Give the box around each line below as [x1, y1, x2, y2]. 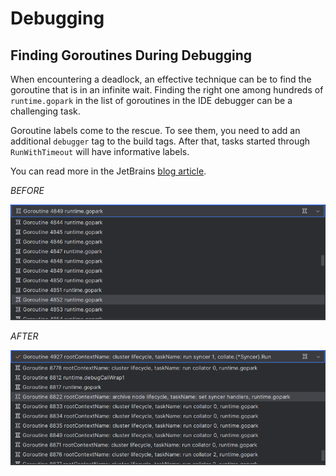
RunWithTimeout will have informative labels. [10, 146, 190, 157]
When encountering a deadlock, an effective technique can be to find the [10, 73, 312, 85]
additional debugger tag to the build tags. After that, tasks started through [10, 135, 311, 147]
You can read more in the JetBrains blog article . [10, 165, 207, 177]
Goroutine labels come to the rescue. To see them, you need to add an [10, 125, 301, 136]
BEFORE [10, 185, 45, 196]
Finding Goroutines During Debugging [10, 47, 253, 64]
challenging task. [10, 105, 81, 117]
